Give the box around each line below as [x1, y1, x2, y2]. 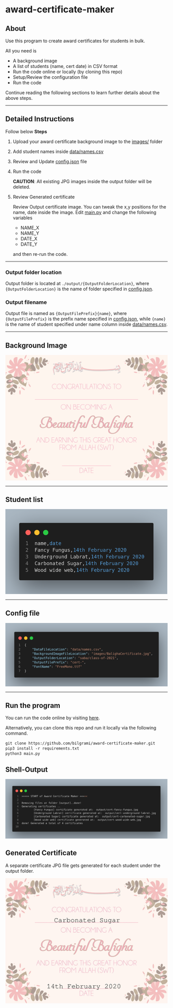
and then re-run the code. [12, 251, 68, 257]
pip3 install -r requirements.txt [5, 746, 80, 751]
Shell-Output [5, 765, 48, 774]
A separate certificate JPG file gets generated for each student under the [5, 862, 161, 868]
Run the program [5, 701, 61, 710]
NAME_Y [20, 230, 40, 236]
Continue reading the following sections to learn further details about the [5, 90, 160, 96]
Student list [5, 495, 43, 504]
